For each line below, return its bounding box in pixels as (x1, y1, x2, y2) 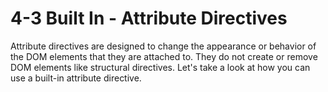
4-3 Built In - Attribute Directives (10, 7, 288, 30)
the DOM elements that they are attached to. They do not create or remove (10, 50, 318, 62)
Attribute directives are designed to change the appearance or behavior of (10, 40, 317, 52)
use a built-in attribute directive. (10, 72, 142, 84)
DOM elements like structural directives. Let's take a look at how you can (10, 61, 311, 73)
